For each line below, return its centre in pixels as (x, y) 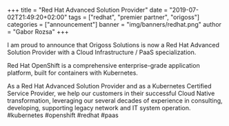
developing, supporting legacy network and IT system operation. (99, 108)
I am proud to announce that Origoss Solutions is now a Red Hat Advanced (113, 45)
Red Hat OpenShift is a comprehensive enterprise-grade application (103, 65)
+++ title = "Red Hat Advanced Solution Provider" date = (88, 10)
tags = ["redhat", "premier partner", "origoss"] (134, 17)
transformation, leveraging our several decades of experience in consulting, (115, 101)
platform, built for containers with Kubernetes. (72, 73)
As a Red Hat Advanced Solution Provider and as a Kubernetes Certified (109, 86)
